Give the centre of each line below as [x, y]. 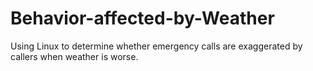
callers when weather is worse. [74, 56]
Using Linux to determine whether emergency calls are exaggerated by [156, 46]
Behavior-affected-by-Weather [142, 18]
